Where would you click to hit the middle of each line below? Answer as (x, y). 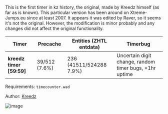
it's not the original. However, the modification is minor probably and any (80, 23)
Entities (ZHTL (89, 41)
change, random (136, 62)
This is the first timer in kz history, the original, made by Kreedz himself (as (82, 7)
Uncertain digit (134, 55)
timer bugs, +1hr (136, 68)
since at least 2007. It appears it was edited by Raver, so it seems (94, 18)
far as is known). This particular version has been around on (67, 12)
